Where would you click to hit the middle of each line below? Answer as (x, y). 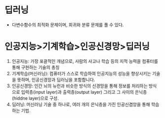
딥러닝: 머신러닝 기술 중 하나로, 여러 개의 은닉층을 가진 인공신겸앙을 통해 (81, 104)
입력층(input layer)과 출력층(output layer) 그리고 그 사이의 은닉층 (84, 92)
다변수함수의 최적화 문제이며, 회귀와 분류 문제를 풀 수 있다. (68, 25)
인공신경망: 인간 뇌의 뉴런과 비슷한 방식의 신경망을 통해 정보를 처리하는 (80, 86)
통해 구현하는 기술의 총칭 (36, 67)
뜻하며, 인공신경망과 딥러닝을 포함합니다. (56, 79)
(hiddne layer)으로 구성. (35, 98)
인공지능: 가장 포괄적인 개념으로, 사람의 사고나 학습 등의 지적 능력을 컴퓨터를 (85, 61)
